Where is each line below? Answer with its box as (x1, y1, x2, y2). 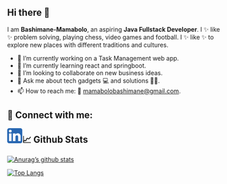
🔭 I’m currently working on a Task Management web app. (17, 54, 180, 62)
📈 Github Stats (22, 134, 88, 145)
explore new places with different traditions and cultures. (7, 41, 169, 49)
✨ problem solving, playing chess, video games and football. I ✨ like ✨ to (7, 32, 215, 41)
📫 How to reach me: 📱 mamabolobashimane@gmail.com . (17, 87, 181, 95)
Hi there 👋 (7, 7, 50, 19)
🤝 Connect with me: (7, 110, 93, 121)
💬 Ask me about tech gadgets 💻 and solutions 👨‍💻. (17, 76, 160, 85)
